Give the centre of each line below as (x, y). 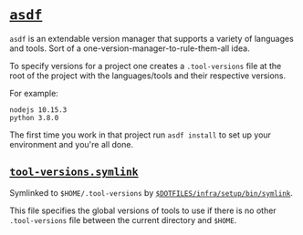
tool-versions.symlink (74, 172)
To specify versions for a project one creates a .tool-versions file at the (146, 66)
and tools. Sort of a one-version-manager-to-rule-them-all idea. (130, 48)
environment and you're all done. (72, 144)
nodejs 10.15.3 (38, 110)
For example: (34, 93)
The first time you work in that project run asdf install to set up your (141, 135)
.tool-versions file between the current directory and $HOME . (123, 220)
